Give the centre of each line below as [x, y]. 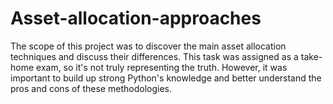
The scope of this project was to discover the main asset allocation [148, 46]
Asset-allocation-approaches [136, 18]
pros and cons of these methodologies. [91, 88]
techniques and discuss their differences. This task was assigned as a [154, 56]
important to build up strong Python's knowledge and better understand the [166, 78]
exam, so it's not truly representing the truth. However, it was [162, 67]
